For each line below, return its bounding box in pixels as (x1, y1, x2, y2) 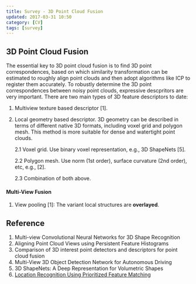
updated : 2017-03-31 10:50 (6, 14, 72, 20)
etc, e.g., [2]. (14, 163, 46, 170)
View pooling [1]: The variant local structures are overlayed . (14, 201, 160, 208)
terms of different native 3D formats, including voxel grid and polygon (14, 122, 183, 129)
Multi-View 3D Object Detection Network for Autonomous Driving (14, 259, 173, 266)
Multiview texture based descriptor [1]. (14, 105, 108, 112)
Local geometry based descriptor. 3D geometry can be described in (14, 116, 179, 123)
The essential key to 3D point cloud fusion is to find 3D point (6, 62, 152, 69)
